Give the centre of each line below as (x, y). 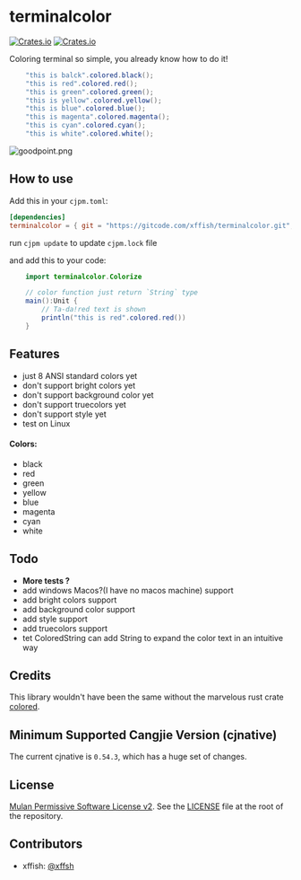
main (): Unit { (52, 301)
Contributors (46, 845)
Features (34, 354)
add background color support (79, 609)
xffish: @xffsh (48, 866)
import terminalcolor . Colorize (84, 277)
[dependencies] (38, 217)
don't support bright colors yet (79, 385)
